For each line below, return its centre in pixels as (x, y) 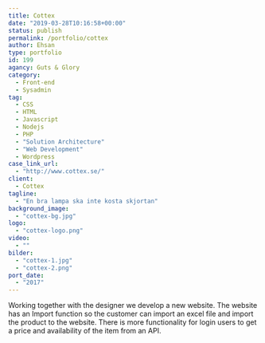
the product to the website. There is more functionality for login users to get (132, 322)
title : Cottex (32, 16)
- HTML (26, 112)
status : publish (35, 30)
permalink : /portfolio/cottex (58, 38)
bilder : (21, 253)
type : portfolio (35, 53)
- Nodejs (30, 127)
